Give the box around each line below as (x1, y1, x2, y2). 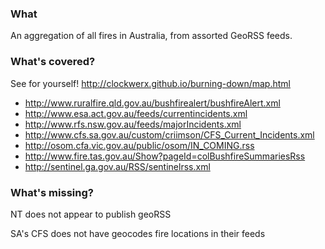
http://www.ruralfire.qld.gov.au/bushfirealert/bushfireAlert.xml (24, 97, 281, 109)
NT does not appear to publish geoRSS (10, 208, 172, 220)
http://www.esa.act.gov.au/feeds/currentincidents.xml (24, 107, 248, 119)
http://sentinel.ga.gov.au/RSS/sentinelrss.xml (24, 160, 211, 172)
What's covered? (10, 55, 96, 69)
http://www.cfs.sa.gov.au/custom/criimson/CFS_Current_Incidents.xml (24, 128, 315, 141)
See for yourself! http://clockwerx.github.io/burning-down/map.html (10, 77, 291, 89)
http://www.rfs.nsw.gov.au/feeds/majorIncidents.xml (24, 118, 242, 130)
